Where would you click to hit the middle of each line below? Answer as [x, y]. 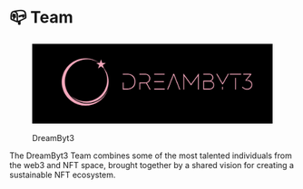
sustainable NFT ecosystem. [63, 175]
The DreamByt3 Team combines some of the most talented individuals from [151, 156]
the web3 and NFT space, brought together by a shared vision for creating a [152, 165]
